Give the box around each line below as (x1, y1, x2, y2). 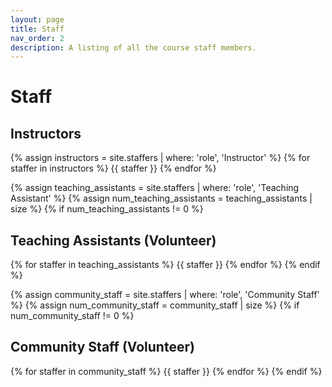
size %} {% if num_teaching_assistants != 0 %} (10, 203, 204, 215)
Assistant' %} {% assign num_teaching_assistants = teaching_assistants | (10, 192, 313, 205)
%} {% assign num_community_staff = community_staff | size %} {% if (10, 299, 300, 311)
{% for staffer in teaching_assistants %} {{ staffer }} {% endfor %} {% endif (10, 259, 321, 271)
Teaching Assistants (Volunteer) (10, 232, 217, 249)
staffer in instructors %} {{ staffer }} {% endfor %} (10, 162, 217, 175)
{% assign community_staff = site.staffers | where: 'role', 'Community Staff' (10, 289, 320, 301)
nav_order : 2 (10, 33, 65, 43)
